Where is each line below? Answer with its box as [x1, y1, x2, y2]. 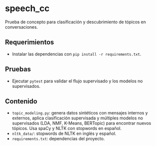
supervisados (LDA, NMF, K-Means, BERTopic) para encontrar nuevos [12, 120, 151, 126]
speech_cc [5, 3, 50, 14]
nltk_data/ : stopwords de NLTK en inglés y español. [12, 130, 117, 136]
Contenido [5, 97, 38, 105]
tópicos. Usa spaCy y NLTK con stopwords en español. [12, 126, 122, 131]
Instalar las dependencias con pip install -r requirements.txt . [12, 51, 142, 57]
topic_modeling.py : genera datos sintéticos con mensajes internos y [12, 110, 148, 116]
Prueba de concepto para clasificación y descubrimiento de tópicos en [5, 19, 146, 25]
